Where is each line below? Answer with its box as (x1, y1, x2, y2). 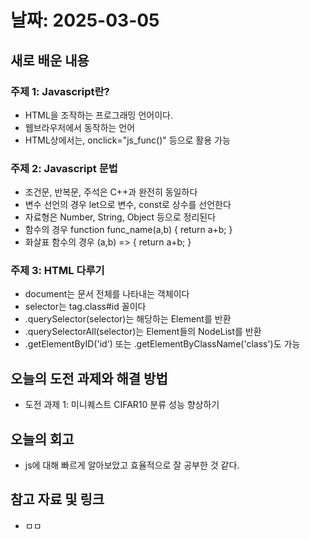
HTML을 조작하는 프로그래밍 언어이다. (24, 109, 173, 121)
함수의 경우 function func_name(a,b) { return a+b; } (24, 224, 233, 236)
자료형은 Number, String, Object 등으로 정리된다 (24, 211, 217, 223)
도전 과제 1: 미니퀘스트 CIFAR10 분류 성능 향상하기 (24, 399, 220, 411)
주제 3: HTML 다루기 (10, 264, 105, 278)
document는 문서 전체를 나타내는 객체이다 (24, 288, 190, 300)
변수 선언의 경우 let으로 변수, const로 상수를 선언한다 (24, 199, 232, 211)
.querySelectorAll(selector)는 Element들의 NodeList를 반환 (24, 326, 262, 338)
